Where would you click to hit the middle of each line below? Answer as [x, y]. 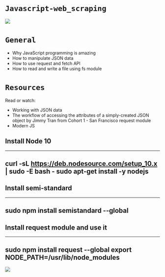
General [21, 40]
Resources [25, 88]
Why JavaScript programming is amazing [54, 53]
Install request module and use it [56, 227]
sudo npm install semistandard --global [67, 211]
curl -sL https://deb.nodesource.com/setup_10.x [81, 164]
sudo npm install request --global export [68, 250]
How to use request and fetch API [46, 63]
